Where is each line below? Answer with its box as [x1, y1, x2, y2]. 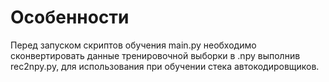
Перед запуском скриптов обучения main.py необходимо [10, 39, 257, 51]
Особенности [10, 6, 130, 29]
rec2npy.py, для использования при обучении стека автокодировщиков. [10, 60, 320, 72]
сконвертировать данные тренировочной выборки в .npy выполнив [10, 49, 301, 61]
